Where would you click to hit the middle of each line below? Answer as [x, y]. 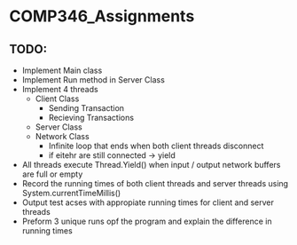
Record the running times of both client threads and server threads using [155, 183]
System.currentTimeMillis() [71, 193]
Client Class [57, 99]
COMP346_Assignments [102, 16]
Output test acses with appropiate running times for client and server [148, 202]
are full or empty [52, 174]
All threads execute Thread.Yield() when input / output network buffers [151, 165]
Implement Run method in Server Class [94, 80]
